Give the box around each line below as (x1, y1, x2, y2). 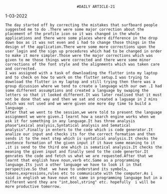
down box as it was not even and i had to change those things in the (5, 40, 155, 45)
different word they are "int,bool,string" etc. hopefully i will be (5, 180, 155, 185)
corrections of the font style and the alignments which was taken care (5, 62, 160, 67)
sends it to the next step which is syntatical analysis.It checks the (5, 136, 157, 141)
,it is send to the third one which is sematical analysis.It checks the (5, 145, 162, 150)
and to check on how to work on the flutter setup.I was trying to (5, 75, 149, 80)
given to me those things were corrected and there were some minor (5, 57, 151, 62)
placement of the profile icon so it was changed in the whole (5, 31, 140, 36)
